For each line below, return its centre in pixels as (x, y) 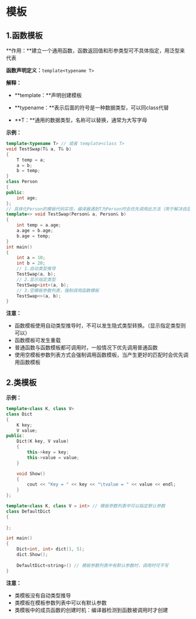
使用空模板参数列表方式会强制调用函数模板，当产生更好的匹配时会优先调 (101, 355)
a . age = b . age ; (35, 231)
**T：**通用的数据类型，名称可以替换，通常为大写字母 (81, 120)
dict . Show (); (32, 555)
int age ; (27, 198)
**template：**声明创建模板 (48, 95)
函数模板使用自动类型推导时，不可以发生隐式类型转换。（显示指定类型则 (100, 326)
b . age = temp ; (34, 236)
